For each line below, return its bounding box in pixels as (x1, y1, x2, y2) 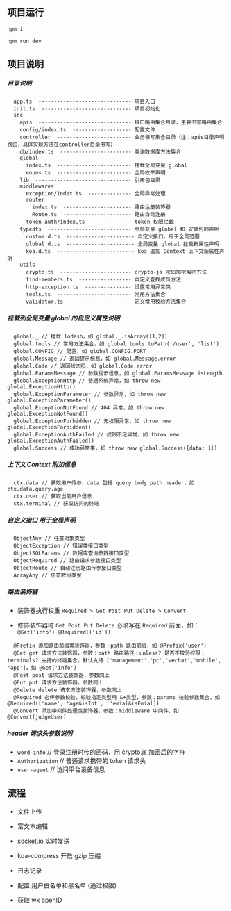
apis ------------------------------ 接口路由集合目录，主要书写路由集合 (19, 119, 223, 126)
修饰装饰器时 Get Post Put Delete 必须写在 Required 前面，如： (17, 621, 200, 630)
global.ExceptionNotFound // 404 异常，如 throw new (13, 404, 165, 411)
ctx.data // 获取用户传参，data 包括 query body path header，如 (13, 479, 195, 486)
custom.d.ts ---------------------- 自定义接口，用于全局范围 (25, 233, 200, 240)
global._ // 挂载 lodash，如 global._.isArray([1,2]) (13, 333, 168, 340)
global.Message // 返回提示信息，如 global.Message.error (13, 355, 176, 363)
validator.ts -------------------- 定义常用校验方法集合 (25, 298, 187, 306)
